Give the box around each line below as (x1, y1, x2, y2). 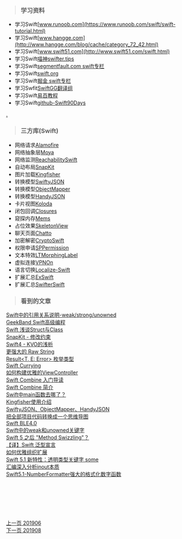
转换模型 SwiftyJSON (14, 178, 65, 185)
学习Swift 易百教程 (14, 92, 58, 99)
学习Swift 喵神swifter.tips (14, 55, 75, 62)
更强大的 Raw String (6, 348, 55, 355)
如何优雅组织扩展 (6, 449, 48, 456)
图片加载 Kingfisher (14, 170, 60, 178)
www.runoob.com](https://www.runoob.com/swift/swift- (39, 21, 176, 28)
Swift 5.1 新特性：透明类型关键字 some (6, 456, 99, 463)
